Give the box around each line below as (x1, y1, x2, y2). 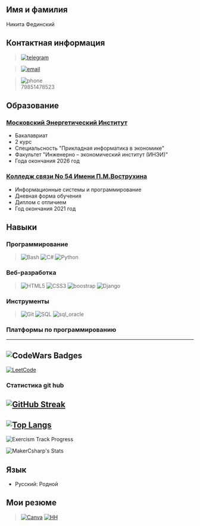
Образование (6, 101, 60, 111)
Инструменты (6, 297, 49, 305)
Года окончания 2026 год (14, 158, 80, 165)
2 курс (14, 139, 32, 146)
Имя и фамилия (6, 5, 68, 15)
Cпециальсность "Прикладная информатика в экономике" (14, 144, 165, 152)
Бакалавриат (14, 132, 48, 139)
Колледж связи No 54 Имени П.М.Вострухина (6, 173, 148, 181)
